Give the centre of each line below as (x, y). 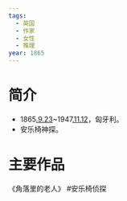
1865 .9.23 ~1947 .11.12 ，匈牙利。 (72, 119)
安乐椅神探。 (41, 129)
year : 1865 (27, 53)
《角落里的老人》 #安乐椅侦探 (57, 188)
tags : (17, 16)
